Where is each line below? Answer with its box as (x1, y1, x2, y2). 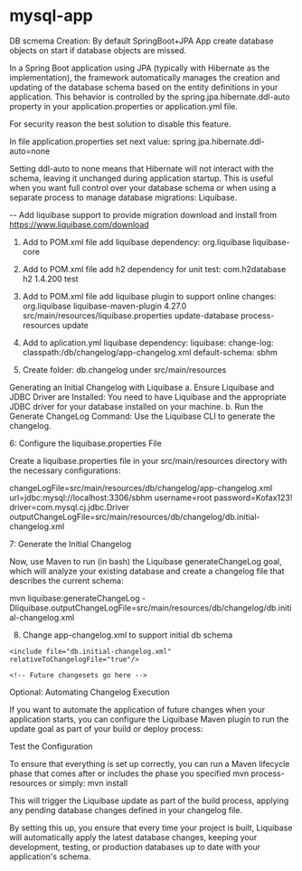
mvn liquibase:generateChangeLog (9, 592, 140, 603)
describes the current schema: (9, 575, 124, 586)
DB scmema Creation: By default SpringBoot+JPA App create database (9, 35, 274, 46)
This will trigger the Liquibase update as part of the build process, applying (9, 795, 289, 806)
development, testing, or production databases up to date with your (9, 841, 260, 852)
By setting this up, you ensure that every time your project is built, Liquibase (9, 822, 293, 833)
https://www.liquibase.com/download (9, 219, 149, 230)
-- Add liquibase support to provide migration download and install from (9, 209, 278, 220)
